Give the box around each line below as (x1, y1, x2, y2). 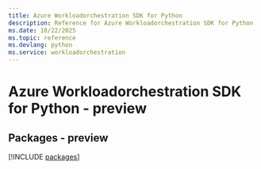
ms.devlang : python (8, 41, 73, 49)
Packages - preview (8, 131, 109, 144)
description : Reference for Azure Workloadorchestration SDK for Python (8, 19, 254, 27)
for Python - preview (8, 100, 147, 117)
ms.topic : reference (8, 33, 77, 42)
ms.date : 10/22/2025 (8, 26, 77, 34)
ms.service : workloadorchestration (8, 48, 126, 56)
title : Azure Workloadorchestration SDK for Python (8, 11, 182, 20)
